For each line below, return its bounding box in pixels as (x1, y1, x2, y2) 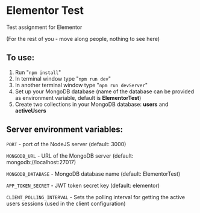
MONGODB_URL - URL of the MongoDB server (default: (6, 152, 134, 159)
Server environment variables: (6, 125, 123, 135)
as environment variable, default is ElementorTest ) (14, 94, 142, 101)
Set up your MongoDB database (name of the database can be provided (14, 88, 195, 95)
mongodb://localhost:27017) (6, 158, 77, 165)
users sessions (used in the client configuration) (6, 200, 126, 207)
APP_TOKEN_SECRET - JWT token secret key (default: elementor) (6, 182, 160, 189)
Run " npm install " (14, 69, 61, 76)
